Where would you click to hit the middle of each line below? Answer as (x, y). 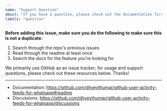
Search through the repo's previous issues (56, 48)
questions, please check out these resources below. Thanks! (67, 73)
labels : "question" (25, 19)
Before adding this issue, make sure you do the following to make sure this (83, 33)
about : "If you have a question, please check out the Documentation (79, 14)
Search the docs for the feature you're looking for (63, 58)
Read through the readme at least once (52, 53)
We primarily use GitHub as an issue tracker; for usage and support (74, 68)
